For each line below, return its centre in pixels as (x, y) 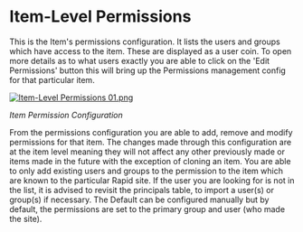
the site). (26, 218)
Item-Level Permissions (100, 17)
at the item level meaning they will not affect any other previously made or (147, 152)
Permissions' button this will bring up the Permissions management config (148, 70)
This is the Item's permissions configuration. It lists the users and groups (145, 42)
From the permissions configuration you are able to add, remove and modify (151, 132)
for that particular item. (52, 79)
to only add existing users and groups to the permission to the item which (146, 171)
